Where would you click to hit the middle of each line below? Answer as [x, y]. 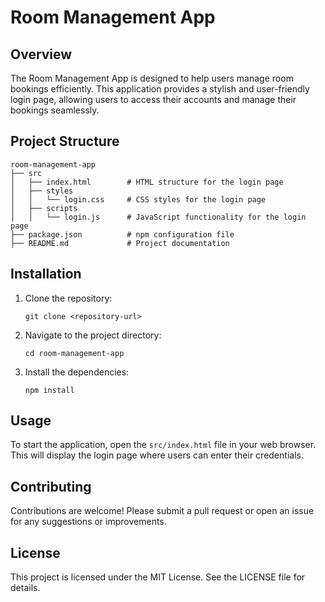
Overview [41, 54]
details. [25, 588]
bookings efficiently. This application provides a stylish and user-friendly [160, 89]
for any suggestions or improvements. [88, 522]
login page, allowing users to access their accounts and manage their [153, 99]
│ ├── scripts [44, 208]
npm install [49, 390]
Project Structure [65, 141]
